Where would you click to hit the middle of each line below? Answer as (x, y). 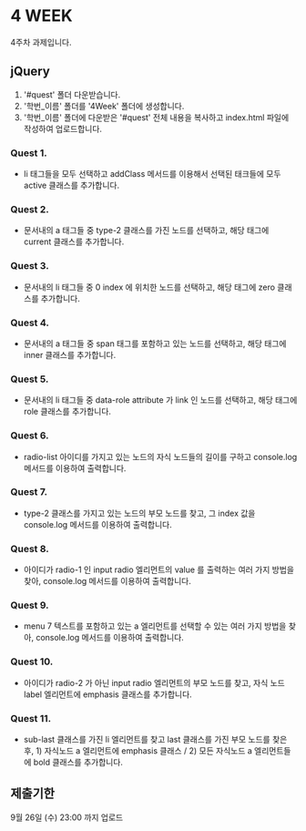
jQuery (31, 72)
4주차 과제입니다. (41, 42)
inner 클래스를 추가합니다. (70, 354)
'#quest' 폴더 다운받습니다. (72, 94)
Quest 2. (30, 209)
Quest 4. (30, 323)
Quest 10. (32, 662)
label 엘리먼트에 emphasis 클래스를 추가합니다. (107, 694)
